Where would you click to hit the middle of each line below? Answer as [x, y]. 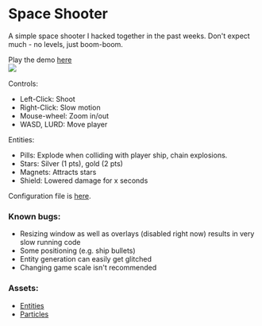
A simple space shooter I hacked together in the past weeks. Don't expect [129, 36]
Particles [34, 314]
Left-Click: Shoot [47, 99]
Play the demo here [40, 60]
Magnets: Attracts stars [58, 172]
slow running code [50, 243]
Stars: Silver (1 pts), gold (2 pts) [71, 163]
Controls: [23, 83]
